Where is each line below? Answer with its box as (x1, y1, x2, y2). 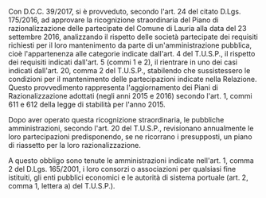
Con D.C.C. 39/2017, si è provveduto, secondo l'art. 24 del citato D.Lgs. (8, 7, 241, 16)
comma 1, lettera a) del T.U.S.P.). (8, 181, 115, 190)
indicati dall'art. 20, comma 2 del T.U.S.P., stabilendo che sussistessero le (8, 66, 251, 75)
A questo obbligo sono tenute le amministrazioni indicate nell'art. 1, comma (8, 156, 255, 165)
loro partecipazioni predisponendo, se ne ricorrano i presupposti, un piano (8, 132, 252, 142)
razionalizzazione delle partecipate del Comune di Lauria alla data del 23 (8, 24, 247, 33)
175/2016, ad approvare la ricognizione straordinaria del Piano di (8, 15, 219, 25)
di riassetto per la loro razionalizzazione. (8, 141, 142, 149)
